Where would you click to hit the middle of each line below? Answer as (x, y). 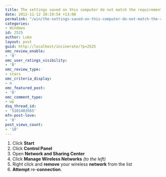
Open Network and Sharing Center (48, 154)
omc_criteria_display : (28, 79)
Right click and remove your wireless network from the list (72, 164)
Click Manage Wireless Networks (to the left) (59, 159)
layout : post (19, 42)
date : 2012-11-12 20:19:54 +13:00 (41, 14)
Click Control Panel (32, 148)
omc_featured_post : (25, 88)
